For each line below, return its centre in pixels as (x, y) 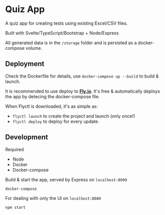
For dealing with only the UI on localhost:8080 (53, 198)
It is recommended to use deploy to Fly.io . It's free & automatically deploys (83, 91)
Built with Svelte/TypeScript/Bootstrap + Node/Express (62, 33)
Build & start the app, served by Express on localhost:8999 (66, 179)
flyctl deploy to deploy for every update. (56, 121)
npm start (16, 207)
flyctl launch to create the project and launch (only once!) (74, 116)
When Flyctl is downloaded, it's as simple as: (51, 106)
